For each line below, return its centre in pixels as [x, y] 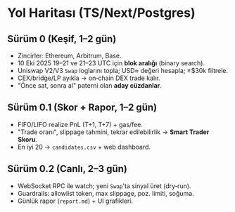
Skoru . [27, 139]
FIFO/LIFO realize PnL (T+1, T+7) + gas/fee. [80, 124]
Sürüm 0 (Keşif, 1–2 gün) [62, 39]
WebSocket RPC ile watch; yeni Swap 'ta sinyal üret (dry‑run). [104, 186]
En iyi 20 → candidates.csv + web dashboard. [84, 147]
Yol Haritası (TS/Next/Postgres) [101, 13]
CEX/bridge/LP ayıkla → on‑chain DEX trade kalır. [89, 78]
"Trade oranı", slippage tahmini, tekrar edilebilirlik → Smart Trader [113, 132]
